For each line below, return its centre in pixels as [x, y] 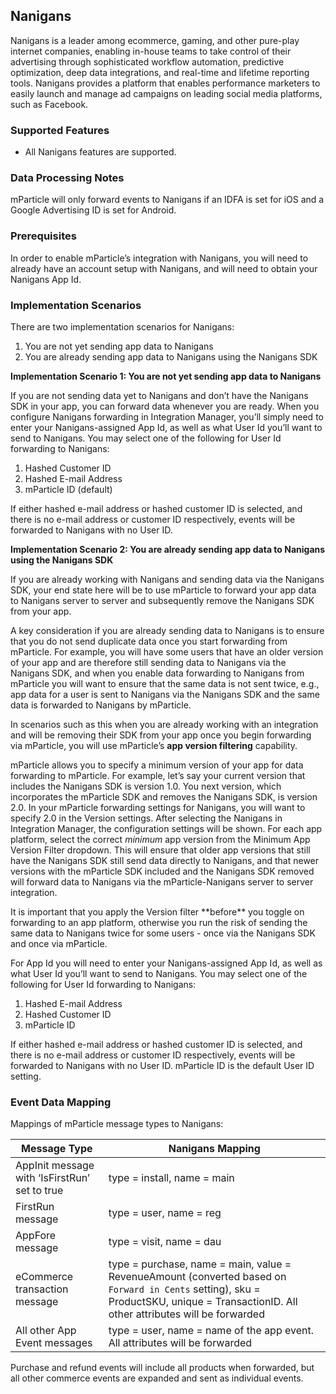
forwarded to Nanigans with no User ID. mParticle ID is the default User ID [162, 1065]
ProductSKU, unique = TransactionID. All [203, 1302]
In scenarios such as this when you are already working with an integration [164, 724]
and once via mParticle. [59, 943]
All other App [46, 1331]
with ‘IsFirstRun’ [52, 1178]
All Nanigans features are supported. [100, 152]
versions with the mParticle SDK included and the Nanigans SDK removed [162, 871]
